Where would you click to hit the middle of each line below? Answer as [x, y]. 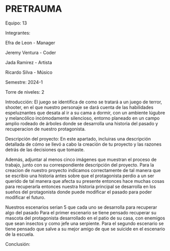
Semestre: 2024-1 [24, 82]
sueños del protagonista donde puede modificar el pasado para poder [79, 192]
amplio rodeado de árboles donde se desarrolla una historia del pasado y [82, 123]
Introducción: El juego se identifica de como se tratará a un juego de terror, [84, 102]
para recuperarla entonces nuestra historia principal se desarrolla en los [81, 186]
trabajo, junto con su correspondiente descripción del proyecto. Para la [80, 165]
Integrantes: [18, 33]
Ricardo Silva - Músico [29, 72]
